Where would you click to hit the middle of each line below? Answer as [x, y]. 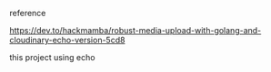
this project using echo [52, 57]
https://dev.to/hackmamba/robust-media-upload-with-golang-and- [135, 30]
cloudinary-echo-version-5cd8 [67, 40]
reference [28, 13]
